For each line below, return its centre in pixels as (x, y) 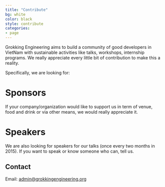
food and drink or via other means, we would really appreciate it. (72, 112)
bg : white (15, 14)
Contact (18, 167)
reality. (12, 63)
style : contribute (24, 24)
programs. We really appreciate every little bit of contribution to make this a (83, 58)
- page (12, 33)
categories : (17, 28)
